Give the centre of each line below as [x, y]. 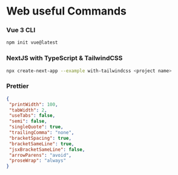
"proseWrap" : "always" [38, 161]
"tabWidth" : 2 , [28, 110]
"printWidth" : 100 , [34, 104]
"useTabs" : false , [32, 116]
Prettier [18, 86]
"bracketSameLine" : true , [41, 144]
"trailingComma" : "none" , [41, 133]
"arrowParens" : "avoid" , [40, 155]
